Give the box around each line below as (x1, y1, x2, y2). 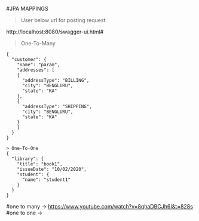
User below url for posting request (20, 17, 106, 23)
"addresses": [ (17, 67, 55, 73)
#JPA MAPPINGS (6, 5, 49, 12)
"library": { (11, 156, 44, 162)
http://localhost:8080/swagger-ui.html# (6, 28, 104, 35)
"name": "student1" (22, 177, 71, 183)
